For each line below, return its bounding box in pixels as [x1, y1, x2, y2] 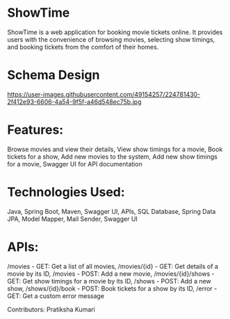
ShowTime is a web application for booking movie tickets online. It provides [7, 28, 223, 36]
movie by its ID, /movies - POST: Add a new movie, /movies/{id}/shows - [7, 270, 215, 278]
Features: [7, 122, 64, 138]
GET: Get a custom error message [7, 291, 105, 300]
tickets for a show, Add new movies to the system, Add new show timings [7, 152, 217, 161]
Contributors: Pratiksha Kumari [7, 305, 95, 313]
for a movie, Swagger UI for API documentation [7, 159, 142, 168]
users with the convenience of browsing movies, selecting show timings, [7, 35, 215, 43]
